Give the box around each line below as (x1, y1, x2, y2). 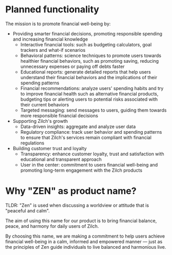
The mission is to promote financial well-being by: (5, 21, 111, 27)
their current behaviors (20, 101, 69, 107)
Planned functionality (5, 4, 99, 15)
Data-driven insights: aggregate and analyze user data (20, 123, 136, 130)
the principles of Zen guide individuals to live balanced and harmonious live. (5, 244, 166, 250)
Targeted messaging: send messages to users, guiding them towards (20, 107, 167, 113)
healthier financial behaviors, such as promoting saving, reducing (20, 58, 159, 64)
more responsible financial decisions (20, 112, 99, 119)
